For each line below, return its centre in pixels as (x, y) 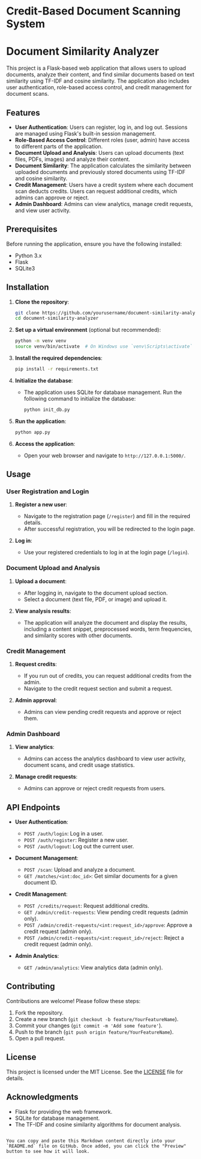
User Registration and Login (48, 491)
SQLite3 (25, 268)
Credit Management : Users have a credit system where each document (104, 184)
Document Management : (46, 858)
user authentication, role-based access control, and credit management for (99, 87)
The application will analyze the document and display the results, (106, 622)
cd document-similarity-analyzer (57, 318)
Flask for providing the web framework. (64, 1111)
